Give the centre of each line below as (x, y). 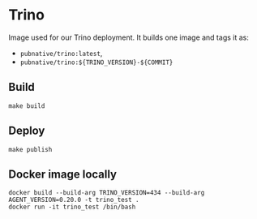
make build (27, 106)
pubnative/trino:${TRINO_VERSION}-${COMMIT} (96, 62)
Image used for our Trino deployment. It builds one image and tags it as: (128, 37)
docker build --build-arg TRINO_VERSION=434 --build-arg (107, 193)
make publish (30, 149)
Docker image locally (63, 174)
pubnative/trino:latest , (61, 53)
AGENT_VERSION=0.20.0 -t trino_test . (74, 200)
